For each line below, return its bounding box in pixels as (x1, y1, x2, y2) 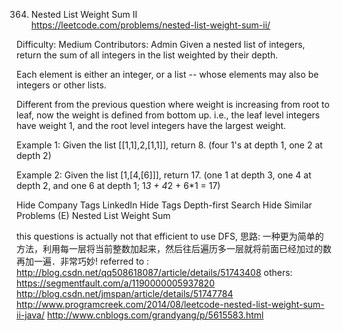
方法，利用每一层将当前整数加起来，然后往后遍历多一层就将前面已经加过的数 (16, 243, 332, 254)
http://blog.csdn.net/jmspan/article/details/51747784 (16, 288, 234, 299)
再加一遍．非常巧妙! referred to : (16, 255, 150, 267)
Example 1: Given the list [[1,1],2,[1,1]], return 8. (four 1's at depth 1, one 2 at (16, 139, 323, 151)
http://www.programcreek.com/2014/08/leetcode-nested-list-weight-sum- (16, 299, 325, 310)
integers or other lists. (16, 79, 107, 91)
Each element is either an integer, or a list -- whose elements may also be (16, 69, 319, 80)
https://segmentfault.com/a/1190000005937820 (16, 277, 215, 289)
